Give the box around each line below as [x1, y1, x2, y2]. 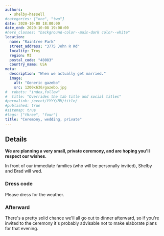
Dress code [5, 180, 33, 187]
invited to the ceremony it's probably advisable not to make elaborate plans [5, 220, 157, 226]
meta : [5, 67, 16, 72]
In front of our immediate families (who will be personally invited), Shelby [5, 163, 152, 169]
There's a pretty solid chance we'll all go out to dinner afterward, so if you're [5, 215, 160, 221]
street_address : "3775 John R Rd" [9, 44, 80, 49]
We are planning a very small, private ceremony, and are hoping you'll [5, 148, 150, 154]
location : [5, 35, 25, 40]
